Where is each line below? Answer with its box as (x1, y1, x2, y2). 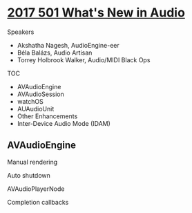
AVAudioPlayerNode (7, 185, 65, 193)
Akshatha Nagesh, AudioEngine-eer (17, 41, 119, 49)
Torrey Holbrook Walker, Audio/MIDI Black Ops (17, 55, 151, 64)
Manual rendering (7, 158, 58, 166)
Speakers (7, 28, 35, 36)
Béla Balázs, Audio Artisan (17, 48, 93, 57)
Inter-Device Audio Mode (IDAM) (17, 119, 111, 127)
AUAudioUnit (17, 104, 55, 113)
